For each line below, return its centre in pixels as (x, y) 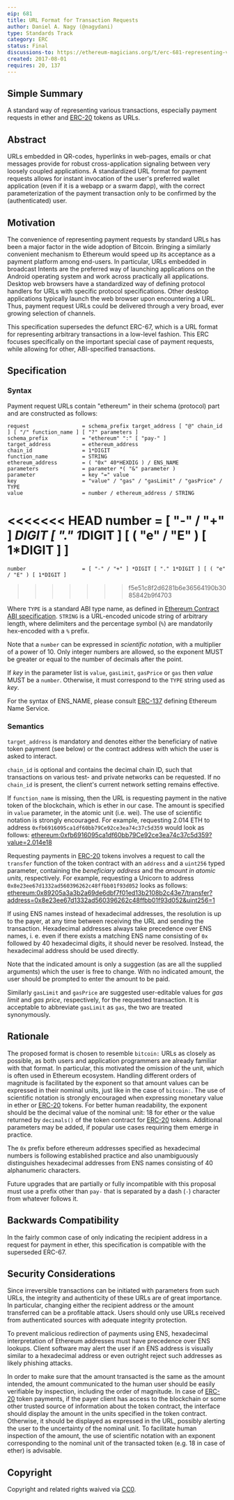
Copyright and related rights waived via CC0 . (72, 1490)
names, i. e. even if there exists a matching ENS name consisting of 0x (108, 935)
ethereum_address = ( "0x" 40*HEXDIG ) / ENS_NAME (93, 463)
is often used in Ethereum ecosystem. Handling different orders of (102, 1075)
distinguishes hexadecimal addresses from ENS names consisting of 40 (110, 1162)
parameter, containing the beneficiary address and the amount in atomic (111, 870)
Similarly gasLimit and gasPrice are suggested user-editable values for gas (115, 992)
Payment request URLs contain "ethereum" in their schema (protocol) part (114, 406)
